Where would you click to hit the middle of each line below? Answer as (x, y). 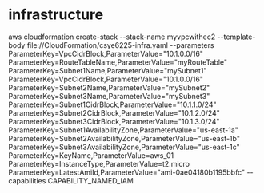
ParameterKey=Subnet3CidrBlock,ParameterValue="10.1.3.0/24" (114, 121)
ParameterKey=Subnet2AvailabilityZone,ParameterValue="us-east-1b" (124, 138)
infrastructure (56, 15)
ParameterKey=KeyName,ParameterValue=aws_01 (91, 155)
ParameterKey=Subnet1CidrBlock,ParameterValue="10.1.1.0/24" (112, 104)
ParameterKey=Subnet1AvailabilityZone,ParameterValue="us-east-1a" (123, 130)
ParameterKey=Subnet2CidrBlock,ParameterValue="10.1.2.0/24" (114, 112)
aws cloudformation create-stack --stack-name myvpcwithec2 (112, 37)
